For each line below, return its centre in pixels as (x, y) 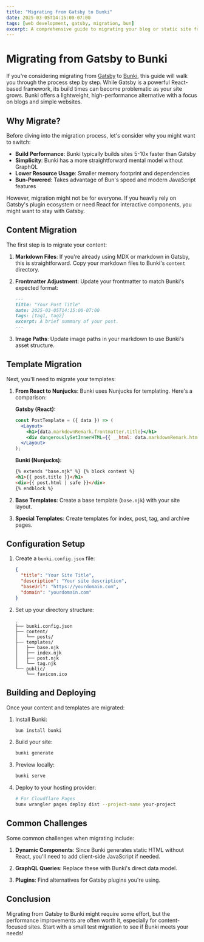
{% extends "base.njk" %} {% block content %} (75, 472)
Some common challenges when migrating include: (70, 838)
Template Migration (44, 364)
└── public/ (30, 669)
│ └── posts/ (34, 637)
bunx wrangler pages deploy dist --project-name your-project (95, 804)
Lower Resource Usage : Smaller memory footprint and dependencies (102, 173)
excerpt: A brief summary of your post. (67, 322)
